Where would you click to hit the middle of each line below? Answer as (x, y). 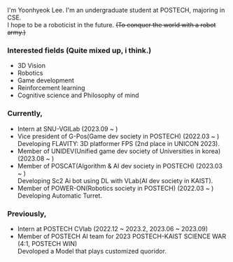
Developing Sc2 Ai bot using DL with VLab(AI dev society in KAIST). (115, 180)
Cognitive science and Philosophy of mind (78, 95)
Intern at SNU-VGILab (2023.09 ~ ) (68, 129)
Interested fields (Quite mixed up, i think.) (79, 50)
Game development (46, 80)
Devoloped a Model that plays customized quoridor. (92, 251)
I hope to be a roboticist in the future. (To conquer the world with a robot (112, 25)
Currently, (25, 113)
